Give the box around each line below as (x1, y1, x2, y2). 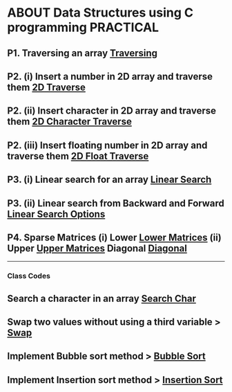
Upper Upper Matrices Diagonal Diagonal (7, 242, 188, 254)
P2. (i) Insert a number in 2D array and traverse (7, 71, 213, 82)
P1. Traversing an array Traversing (7, 47, 157, 59)
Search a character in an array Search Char (7, 292, 197, 304)
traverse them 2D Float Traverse (7, 150, 149, 162)
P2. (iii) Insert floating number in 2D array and (7, 139, 208, 151)
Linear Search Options (7, 208, 106, 220)
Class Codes (7, 271, 50, 281)
